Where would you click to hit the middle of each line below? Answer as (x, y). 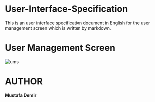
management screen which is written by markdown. (58, 28)
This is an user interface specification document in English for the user (77, 23)
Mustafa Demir (21, 95)
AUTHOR (24, 82)
